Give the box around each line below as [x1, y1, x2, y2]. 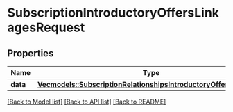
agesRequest [7, 19, 85, 35]
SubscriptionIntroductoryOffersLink [7, 5, 220, 21]
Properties [7, 47, 54, 59]
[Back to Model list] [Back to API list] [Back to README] [7, 97, 166, 106]
